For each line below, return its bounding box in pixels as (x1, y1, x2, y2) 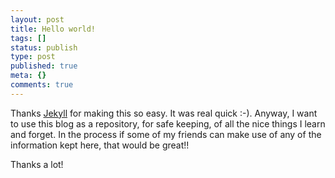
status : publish (10, 42, 78, 53)
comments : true (10, 80, 74, 90)
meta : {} (10, 71, 47, 81)
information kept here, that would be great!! (10, 139, 190, 151)
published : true (10, 61, 78, 71)
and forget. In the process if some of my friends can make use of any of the (10, 128, 322, 140)
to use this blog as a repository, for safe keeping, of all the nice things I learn (10, 117, 326, 130)
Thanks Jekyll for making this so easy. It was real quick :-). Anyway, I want (10, 107, 318, 119)
